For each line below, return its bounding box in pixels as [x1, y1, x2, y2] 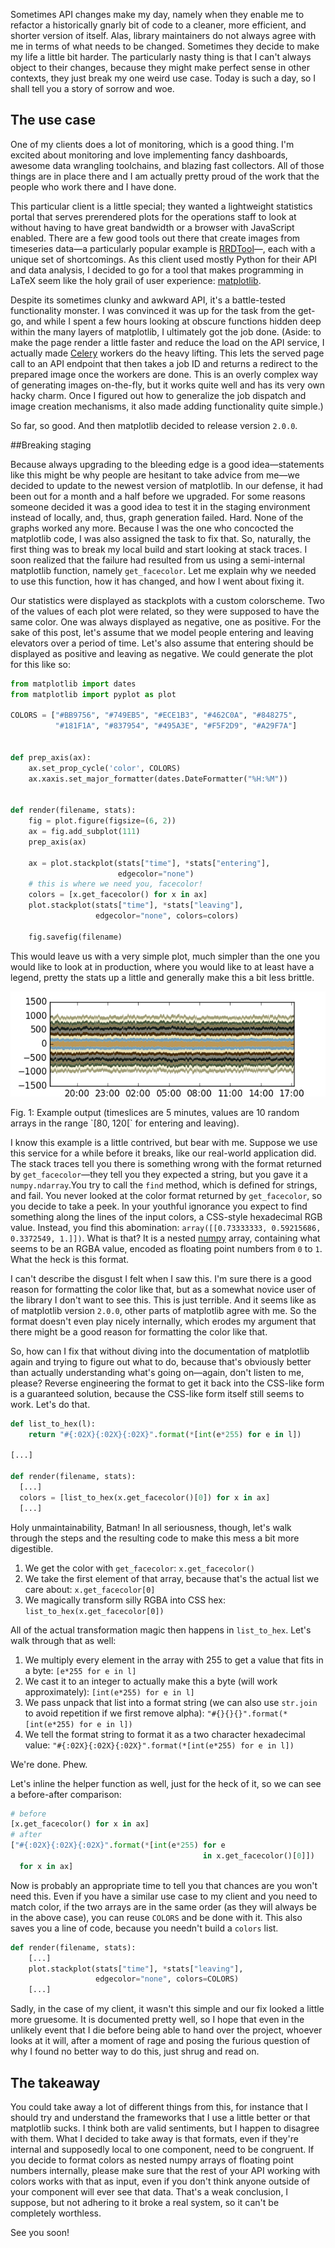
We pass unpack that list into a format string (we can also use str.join [24, 1696, 318, 1708]
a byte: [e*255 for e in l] [24, 1664, 137, 1676]
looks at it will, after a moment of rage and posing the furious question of [10, 2035, 311, 2047]
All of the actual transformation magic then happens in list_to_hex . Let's [10, 1624, 312, 1636]
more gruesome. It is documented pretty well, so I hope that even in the [10, 2014, 305, 2026]
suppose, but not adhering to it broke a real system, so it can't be [10, 2197, 280, 2208]
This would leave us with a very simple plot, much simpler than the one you [10, 950, 321, 962]
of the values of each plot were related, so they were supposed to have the [10, 605, 320, 617]
